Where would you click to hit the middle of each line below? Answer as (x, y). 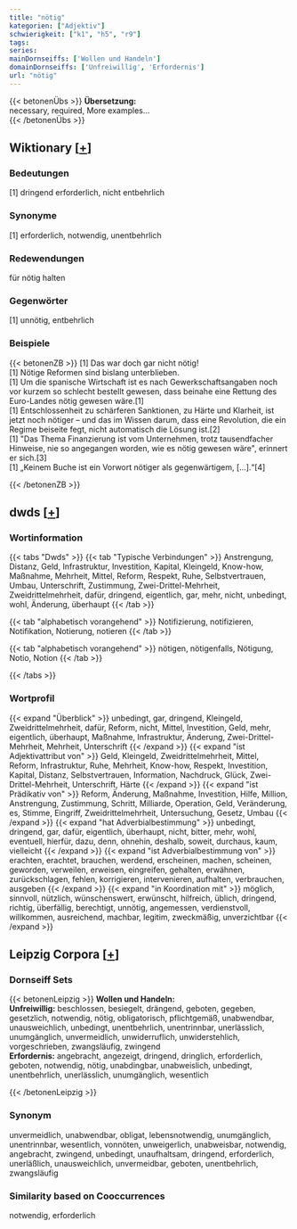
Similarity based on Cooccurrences (87, 1196)
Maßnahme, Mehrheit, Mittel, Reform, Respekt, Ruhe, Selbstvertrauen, (138, 576)
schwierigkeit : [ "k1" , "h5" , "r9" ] (75, 34)
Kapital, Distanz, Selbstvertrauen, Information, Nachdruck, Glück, (129, 775)
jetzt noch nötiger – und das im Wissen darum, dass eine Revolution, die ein (148, 419)
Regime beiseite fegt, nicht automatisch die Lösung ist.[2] (115, 429)
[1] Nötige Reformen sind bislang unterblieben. (94, 372)
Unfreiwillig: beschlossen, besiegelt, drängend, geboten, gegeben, (132, 1009)
